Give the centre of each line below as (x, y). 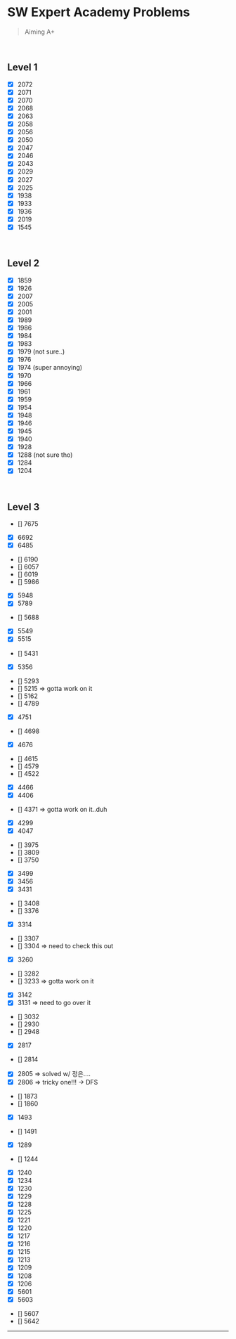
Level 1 (22, 67)
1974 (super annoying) (50, 368)
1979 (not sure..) (41, 351)
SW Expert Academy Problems (99, 12)
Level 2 (24, 263)
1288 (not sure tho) (45, 455)
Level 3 (24, 507)
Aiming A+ (39, 32)
